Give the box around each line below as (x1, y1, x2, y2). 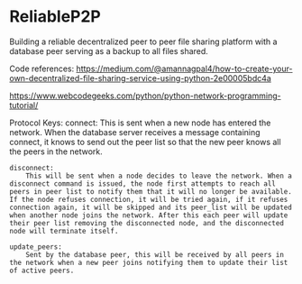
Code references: (9, 63, 75, 74)
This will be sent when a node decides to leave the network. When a (25, 171, 293, 180)
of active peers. (9, 266, 75, 275)
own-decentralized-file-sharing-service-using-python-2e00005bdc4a (9, 72, 272, 83)
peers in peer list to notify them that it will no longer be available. (9, 187, 293, 196)
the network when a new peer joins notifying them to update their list (9, 258, 288, 267)
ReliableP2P (9, 6, 101, 27)
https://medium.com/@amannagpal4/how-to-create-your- (76, 63, 293, 74)
